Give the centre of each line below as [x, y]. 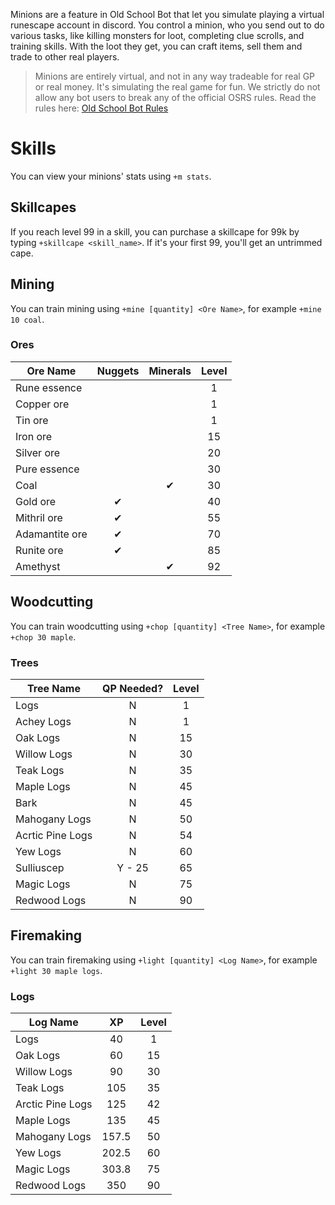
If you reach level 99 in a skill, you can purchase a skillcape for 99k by [155, 231]
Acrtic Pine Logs [54, 835]
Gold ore [36, 501]
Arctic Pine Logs [54, 1104]
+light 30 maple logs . [56, 970]
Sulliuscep [40, 867]
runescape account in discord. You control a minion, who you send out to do [167, 25]
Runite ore [39, 550]
